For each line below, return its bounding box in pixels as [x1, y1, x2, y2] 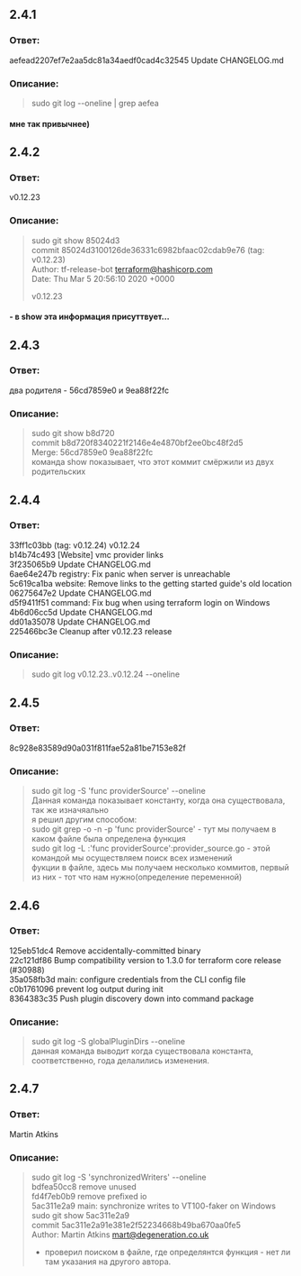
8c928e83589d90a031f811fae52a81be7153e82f [9, 743, 186, 753]
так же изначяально [31, 805, 110, 816]
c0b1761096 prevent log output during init [9, 983, 164, 994]
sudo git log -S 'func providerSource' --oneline [31, 786, 207, 797]
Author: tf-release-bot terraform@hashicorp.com [31, 263, 213, 274]
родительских [31, 466, 86, 477]
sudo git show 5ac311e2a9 [31, 1210, 130, 1221]
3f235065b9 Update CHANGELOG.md [9, 559, 151, 570]
